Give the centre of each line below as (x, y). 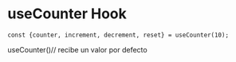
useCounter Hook (67, 14)
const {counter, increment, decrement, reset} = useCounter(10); (118, 35)
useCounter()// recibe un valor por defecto (78, 49)
